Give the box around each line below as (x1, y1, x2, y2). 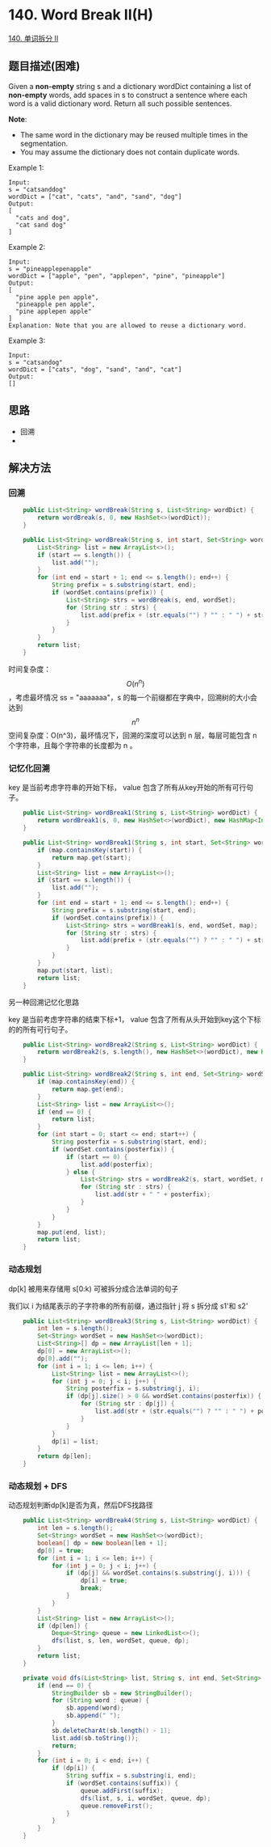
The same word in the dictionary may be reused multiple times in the (19, 129, 248, 139)
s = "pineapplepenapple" (8, 264, 92, 273)
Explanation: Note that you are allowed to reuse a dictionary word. (8, 321, 248, 329)
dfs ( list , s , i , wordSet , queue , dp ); (80, 1794, 211, 1803)
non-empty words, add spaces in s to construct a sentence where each (8, 90, 248, 99)
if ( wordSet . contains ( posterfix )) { (51, 1145, 175, 1153)
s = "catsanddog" (8, 185, 67, 193)
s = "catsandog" (8, 358, 63, 366)
